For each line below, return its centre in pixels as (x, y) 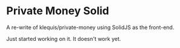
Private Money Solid (58, 11)
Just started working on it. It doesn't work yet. (64, 39)
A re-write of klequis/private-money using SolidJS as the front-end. (90, 27)
